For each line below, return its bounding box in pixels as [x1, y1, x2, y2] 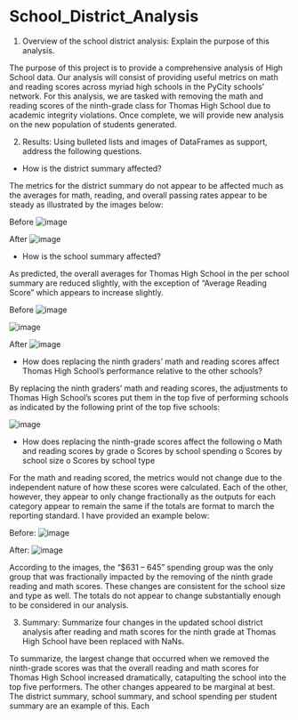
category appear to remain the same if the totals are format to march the [9, 500, 275, 511]
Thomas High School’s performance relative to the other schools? [21, 365, 263, 376]
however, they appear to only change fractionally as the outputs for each [9, 491, 276, 502]
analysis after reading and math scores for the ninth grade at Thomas [21, 626, 277, 637]
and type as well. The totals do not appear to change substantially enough [9, 590, 282, 601]
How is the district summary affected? [21, 163, 162, 174]
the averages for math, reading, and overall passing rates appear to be [9, 190, 268, 200]
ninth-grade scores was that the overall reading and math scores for [9, 662, 260, 673]
